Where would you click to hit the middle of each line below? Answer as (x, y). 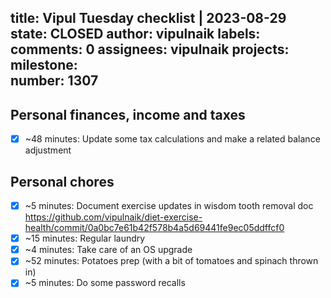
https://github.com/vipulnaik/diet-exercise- (113, 217)
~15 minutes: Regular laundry (85, 238)
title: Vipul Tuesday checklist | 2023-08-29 (148, 18)
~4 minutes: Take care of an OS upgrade (108, 250)
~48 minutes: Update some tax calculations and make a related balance (172, 139)
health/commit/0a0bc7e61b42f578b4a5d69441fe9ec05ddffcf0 (154, 228)
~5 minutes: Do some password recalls (105, 283)
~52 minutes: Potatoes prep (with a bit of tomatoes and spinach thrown (171, 261)
